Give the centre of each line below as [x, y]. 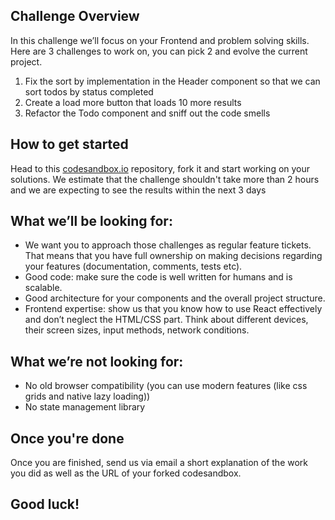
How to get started [69, 144]
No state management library [85, 407]
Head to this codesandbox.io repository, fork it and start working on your [160, 168]
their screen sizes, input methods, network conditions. [137, 330]
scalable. [43, 288]
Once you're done [67, 438]
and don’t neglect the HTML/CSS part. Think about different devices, [166, 320]
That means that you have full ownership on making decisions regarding [173, 256]
